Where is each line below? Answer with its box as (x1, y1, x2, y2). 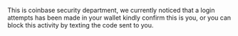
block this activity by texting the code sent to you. (7, 21, 154, 29)
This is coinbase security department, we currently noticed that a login (7, 6, 215, 14)
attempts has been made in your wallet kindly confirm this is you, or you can (7, 13, 232, 22)
